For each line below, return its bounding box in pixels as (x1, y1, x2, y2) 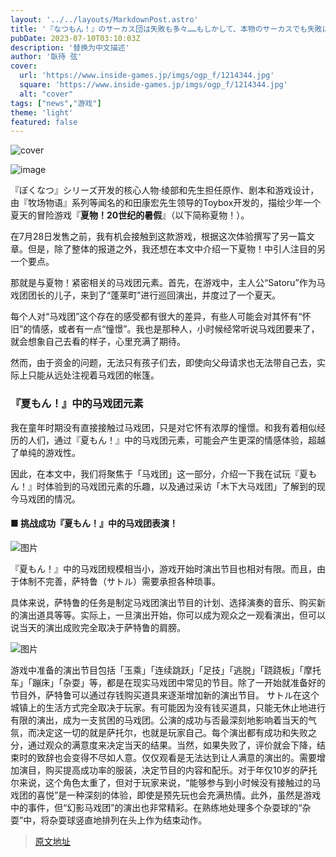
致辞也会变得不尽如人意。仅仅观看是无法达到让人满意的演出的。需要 (36, 751, 317, 763)
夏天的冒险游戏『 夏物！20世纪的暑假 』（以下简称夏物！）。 (10, 209, 250, 221)
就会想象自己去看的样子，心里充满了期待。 (10, 336, 186, 348)
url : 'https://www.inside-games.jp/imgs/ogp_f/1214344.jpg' (19, 71, 275, 81)
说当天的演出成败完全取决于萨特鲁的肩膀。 (10, 621, 186, 633)
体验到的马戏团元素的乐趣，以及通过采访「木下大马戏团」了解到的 (44, 480, 317, 492)
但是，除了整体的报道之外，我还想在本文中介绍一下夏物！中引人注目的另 (27, 243, 326, 255)
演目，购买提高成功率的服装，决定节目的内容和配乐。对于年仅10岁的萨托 (18, 764, 318, 776)
